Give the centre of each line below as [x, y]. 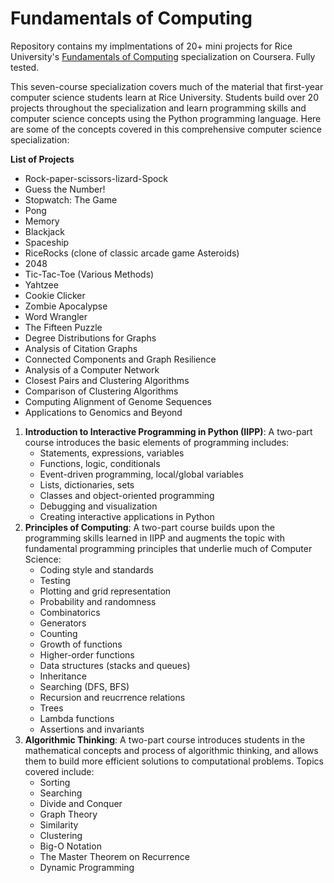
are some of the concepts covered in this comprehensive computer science [166, 129]
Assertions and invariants [92, 729]
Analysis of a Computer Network [92, 369]
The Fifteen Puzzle [63, 327]
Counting [58, 633]
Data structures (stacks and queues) [115, 665]
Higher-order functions [87, 654]
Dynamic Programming [87, 867]
